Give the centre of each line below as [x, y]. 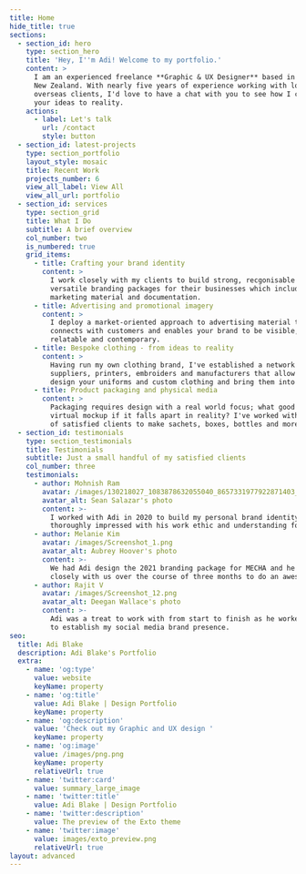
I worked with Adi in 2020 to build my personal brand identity [174, 517]
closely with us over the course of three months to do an [164, 576]
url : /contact [69, 128]
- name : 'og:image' [63, 746]
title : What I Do [59, 221]
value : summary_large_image [87, 788]
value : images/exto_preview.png [95, 838]
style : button [69, 137]
